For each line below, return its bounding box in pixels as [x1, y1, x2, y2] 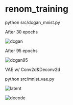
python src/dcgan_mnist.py [5, 19, 60, 25]
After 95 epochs [5, 48, 38, 53]
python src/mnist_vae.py [5, 76, 55, 82]
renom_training [5, 3, 69, 15]
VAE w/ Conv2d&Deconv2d [5, 67, 60, 72]
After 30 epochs [5, 29, 38, 35]
